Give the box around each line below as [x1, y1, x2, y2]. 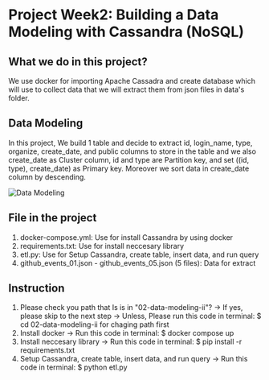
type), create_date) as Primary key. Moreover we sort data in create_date [8, 163, 250, 173]
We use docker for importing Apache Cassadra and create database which [8, 76, 255, 85]
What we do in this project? [8, 55, 148, 68]
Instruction [8, 282, 65, 295]
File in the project [8, 211, 97, 225]
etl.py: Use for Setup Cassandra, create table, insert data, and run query [19, 250, 259, 259]
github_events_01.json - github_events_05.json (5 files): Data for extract [19, 258, 256, 267]
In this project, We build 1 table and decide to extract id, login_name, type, [8, 138, 253, 147]
